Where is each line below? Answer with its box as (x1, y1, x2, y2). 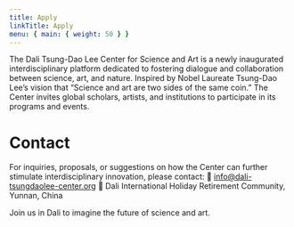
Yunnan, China (9, 191, 63, 201)
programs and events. (9, 101, 90, 112)
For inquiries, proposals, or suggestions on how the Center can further (9, 162, 268, 173)
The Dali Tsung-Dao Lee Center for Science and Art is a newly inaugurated (9, 54, 283, 65)
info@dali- (213, 171, 252, 182)
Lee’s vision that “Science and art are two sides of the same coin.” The (9, 82, 269, 93)
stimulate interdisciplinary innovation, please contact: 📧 (9, 171, 212, 182)
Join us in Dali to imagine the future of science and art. (9, 207, 211, 218)
